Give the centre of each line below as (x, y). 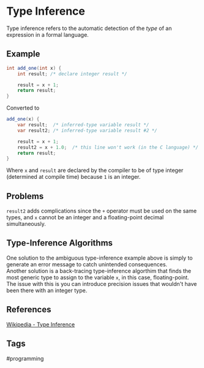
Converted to (23, 108)
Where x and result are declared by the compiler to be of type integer (95, 170)
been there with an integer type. (47, 290)
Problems (25, 196)
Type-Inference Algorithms (60, 243)
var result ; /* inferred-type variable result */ (83, 125)
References (29, 310)
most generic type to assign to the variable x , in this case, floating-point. (98, 277)
